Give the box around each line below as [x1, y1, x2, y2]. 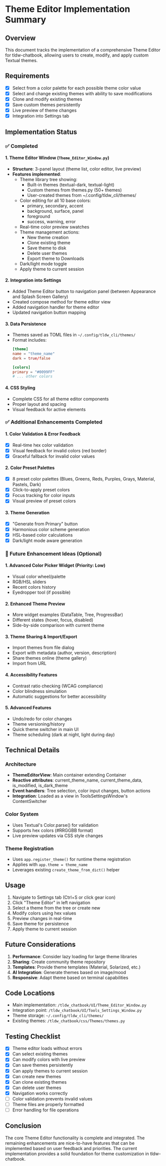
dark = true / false [12, 356, 51, 361]
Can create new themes [12, 1073, 61, 1079]
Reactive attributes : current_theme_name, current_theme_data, [12, 777, 143, 783]
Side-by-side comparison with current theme [12, 622, 105, 628]
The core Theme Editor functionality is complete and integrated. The [5, 1135, 145, 1141]
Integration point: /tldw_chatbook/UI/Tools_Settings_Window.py [12, 1007, 142, 1013]
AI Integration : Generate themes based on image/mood [12, 969, 126, 975]
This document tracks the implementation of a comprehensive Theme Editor [5, 47, 161, 53]
